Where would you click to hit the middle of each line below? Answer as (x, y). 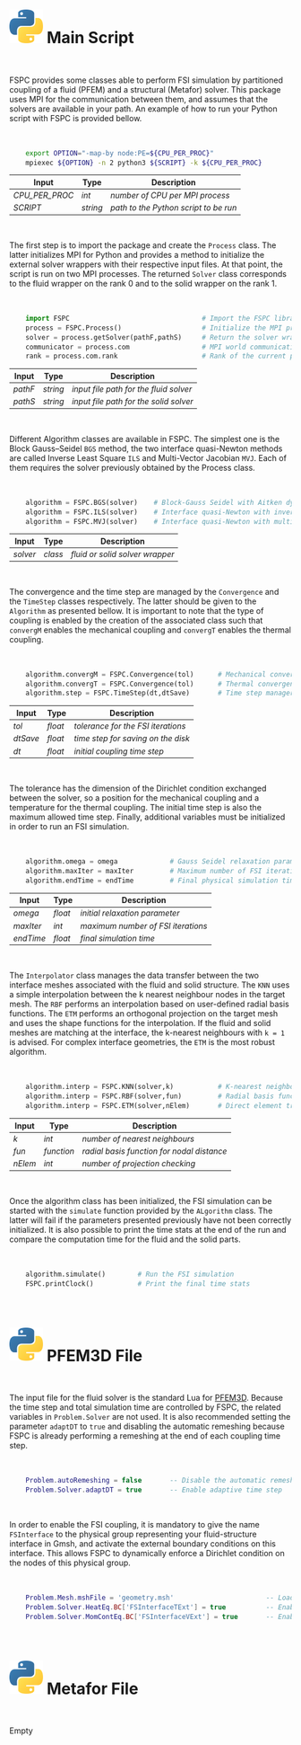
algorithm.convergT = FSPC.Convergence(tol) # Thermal (140, 684)
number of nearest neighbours (138, 1138)
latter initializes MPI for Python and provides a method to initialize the (137, 254)
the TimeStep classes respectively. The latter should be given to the (133, 601)
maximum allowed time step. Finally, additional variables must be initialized (147, 817)
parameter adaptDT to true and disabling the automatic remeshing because (147, 1426)
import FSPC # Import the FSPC (148, 318)
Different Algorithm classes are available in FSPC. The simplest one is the (145, 438)
